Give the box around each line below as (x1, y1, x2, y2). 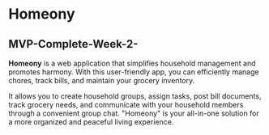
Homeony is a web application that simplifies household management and (8, 58, 257, 68)
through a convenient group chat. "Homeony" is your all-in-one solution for (8, 108, 259, 118)
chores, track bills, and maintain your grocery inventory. (8, 76, 195, 85)
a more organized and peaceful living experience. (8, 117, 174, 126)
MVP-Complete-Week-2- (8, 37, 139, 51)
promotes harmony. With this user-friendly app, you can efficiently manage (8, 67, 259, 77)
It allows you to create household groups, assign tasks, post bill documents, (8, 91, 262, 101)
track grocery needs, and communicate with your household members (8, 100, 244, 109)
